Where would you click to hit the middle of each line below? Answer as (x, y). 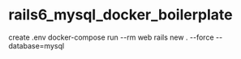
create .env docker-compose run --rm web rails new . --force (111, 37)
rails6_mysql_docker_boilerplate (120, 15)
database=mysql (37, 45)
